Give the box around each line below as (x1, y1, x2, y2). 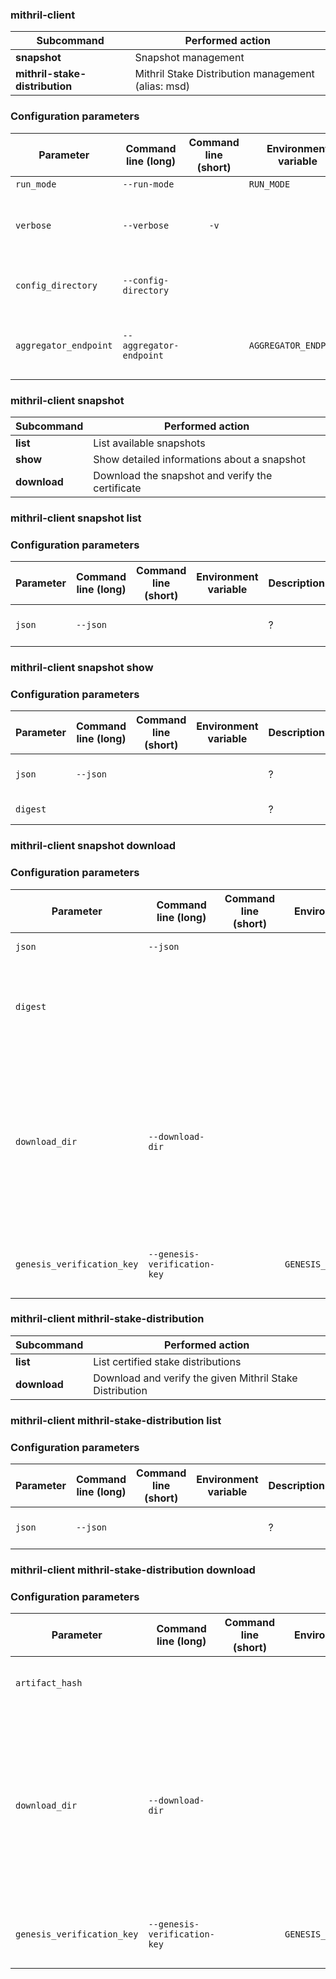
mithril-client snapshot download (10, 839, 177, 853)
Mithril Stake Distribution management (134, 67, 315, 81)
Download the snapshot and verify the (93, 468, 273, 482)
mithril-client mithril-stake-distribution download (10, 1563, 256, 1577)
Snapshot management (134, 51, 245, 65)
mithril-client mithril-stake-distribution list (10, 1413, 222, 1427)
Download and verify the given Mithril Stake (93, 1371, 298, 1385)
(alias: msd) (134, 79, 190, 93)
